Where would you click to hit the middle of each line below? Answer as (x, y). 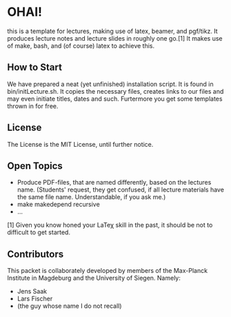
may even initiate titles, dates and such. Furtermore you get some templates (115, 99)
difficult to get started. (39, 232)
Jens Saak (32, 292)
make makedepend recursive (58, 205)
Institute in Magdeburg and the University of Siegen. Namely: (94, 278)
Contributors (36, 254)
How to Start (34, 67)
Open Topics (35, 166)
